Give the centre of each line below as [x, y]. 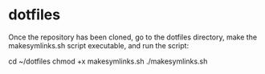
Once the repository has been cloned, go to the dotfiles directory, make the [133, 37]
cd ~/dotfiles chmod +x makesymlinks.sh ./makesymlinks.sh [108, 61]
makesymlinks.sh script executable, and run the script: [99, 45]
